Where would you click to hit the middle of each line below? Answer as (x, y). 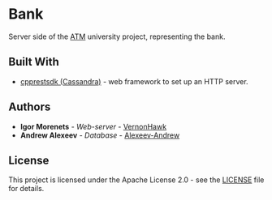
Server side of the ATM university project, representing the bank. (117, 36)
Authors (30, 107)
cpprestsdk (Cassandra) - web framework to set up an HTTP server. (134, 81)
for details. (26, 189)
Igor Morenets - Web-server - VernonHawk (93, 126)
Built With (34, 62)
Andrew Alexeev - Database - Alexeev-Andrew (100, 135)
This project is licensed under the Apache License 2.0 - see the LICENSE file (136, 180)
